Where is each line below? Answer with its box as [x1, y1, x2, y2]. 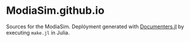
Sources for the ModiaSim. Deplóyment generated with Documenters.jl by [6, 23, 185, 30]
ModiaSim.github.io [6, 4, 104, 17]
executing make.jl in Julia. [6, 29, 70, 36]
